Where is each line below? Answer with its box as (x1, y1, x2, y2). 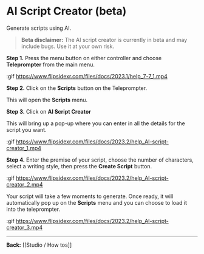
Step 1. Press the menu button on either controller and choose (6, 54, 162, 61)
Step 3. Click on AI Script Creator (6, 108, 91, 115)
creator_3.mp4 (6, 224, 43, 231)
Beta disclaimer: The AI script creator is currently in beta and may (21, 36, 188, 43)
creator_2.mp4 (6, 180, 44, 188)
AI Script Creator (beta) (6, 4, 127, 18)
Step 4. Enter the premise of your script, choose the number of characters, (6, 156, 194, 163)
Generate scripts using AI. (6, 24, 72, 32)
